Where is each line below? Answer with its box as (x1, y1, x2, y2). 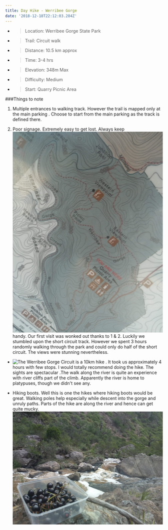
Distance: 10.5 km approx (24, 47, 77, 53)
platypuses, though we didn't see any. (12, 380, 91, 386)
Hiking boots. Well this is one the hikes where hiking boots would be (12, 389, 153, 396)
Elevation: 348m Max (24, 67, 69, 73)
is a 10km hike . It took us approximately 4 (75, 359, 162, 365)
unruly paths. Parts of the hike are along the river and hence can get (12, 401, 153, 407)
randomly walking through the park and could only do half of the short (12, 344, 157, 350)
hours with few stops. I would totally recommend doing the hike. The (12, 364, 154, 370)
